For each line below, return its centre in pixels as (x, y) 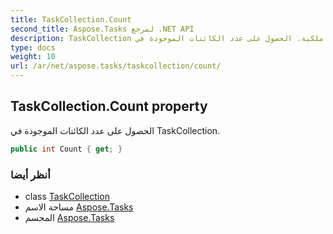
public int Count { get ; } (66, 149)
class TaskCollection (67, 196)
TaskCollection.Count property (109, 106)
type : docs (33, 47)
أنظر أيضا (30, 174)
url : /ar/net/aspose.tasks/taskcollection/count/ (116, 66)
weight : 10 (33, 57)
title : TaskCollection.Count (71, 19)
